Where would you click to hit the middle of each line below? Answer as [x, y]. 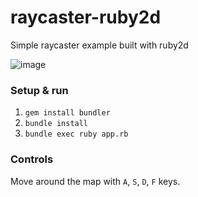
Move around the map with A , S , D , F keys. [95, 181]
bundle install [56, 124]
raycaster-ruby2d [86, 17]
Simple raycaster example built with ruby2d [99, 45]
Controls [32, 159]
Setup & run [39, 90]
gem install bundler [67, 113]
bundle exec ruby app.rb [76, 134]
